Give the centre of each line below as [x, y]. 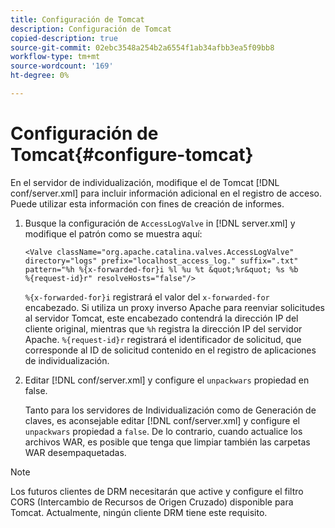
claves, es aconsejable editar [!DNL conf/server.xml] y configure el [162, 420]
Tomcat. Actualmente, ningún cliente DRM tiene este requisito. [139, 512]
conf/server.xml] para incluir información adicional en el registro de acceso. [166, 193]
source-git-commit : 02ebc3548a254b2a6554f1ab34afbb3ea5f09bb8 [142, 47]
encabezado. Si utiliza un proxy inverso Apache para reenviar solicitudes [174, 307]
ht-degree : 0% [40, 76]
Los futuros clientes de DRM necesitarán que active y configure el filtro [157, 491]
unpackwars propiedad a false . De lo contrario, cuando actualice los [163, 431]
